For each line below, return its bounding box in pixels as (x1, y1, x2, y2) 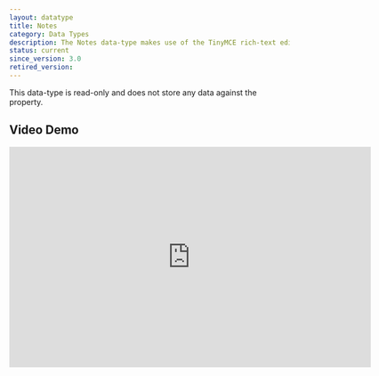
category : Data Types (9, 29, 90, 38)
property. (9, 96, 44, 107)
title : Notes (9, 21, 58, 30)
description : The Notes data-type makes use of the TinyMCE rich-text (9, 37, 277, 47)
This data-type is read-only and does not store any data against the (9, 86, 257, 98)
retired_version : (9, 63, 74, 72)
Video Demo (9, 122, 79, 138)
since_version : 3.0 (9, 54, 82, 63)
